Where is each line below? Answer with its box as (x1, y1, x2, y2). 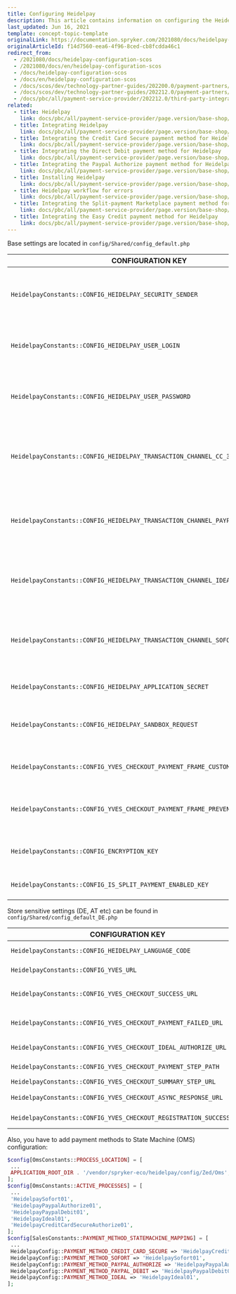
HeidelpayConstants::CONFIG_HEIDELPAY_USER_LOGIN (11, 341, 181, 349)
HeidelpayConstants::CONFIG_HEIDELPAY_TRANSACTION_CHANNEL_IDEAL (11, 576, 234, 584)
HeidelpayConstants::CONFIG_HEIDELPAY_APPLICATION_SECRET (11, 683, 209, 690)
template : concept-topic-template (7, 30, 109, 37)
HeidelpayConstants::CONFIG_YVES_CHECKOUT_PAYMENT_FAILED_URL (11, 1018, 223, 1027)
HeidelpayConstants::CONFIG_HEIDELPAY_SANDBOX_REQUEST (11, 721, 198, 728)
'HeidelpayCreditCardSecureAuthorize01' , (10, 1222, 133, 1229)
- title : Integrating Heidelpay (13, 121, 109, 129)
